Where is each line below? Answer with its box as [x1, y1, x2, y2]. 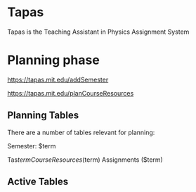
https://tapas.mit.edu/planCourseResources [7, 89, 134, 97]
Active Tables [7, 176, 69, 188]
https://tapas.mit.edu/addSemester [7, 75, 109, 84]
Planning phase [7, 52, 100, 68]
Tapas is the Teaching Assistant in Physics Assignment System [7, 27, 190, 36]
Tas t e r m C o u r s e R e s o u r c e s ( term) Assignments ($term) [7, 155, 163, 164]
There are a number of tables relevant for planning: [7, 128, 155, 136]
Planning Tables [7, 110, 79, 122]
